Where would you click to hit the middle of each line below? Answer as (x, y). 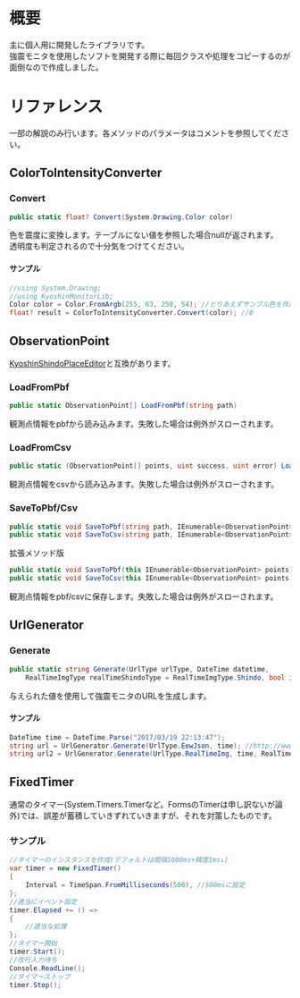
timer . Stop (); (36, 985)
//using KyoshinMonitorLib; (62, 296)
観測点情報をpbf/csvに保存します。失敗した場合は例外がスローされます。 (144, 596)
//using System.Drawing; (55, 288)
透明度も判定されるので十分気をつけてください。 (99, 246)
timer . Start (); (37, 952)
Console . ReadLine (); (48, 968)
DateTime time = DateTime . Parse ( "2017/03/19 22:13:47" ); (117, 737)
